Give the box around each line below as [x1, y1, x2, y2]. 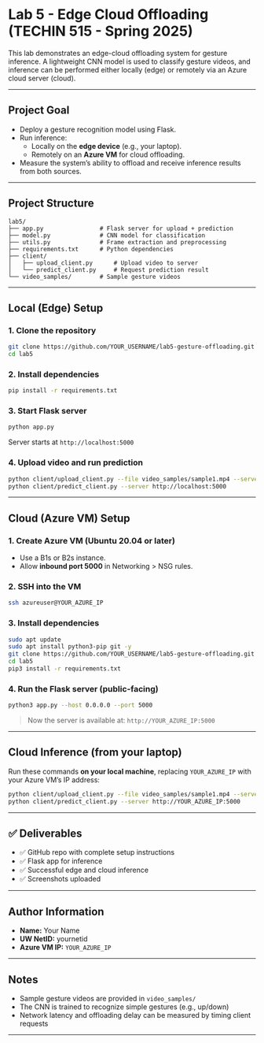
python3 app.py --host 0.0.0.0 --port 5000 [8, 701, 153, 710]
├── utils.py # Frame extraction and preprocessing [8, 238, 226, 246]
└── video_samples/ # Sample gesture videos [8, 273, 181, 280]
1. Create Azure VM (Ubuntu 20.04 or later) [8, 535, 175, 546]
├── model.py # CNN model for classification [8, 231, 206, 239]
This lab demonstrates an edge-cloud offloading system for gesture [8, 48, 228, 58]
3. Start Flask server [8, 406, 87, 417]
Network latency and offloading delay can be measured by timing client [19, 1011, 251, 1020]
